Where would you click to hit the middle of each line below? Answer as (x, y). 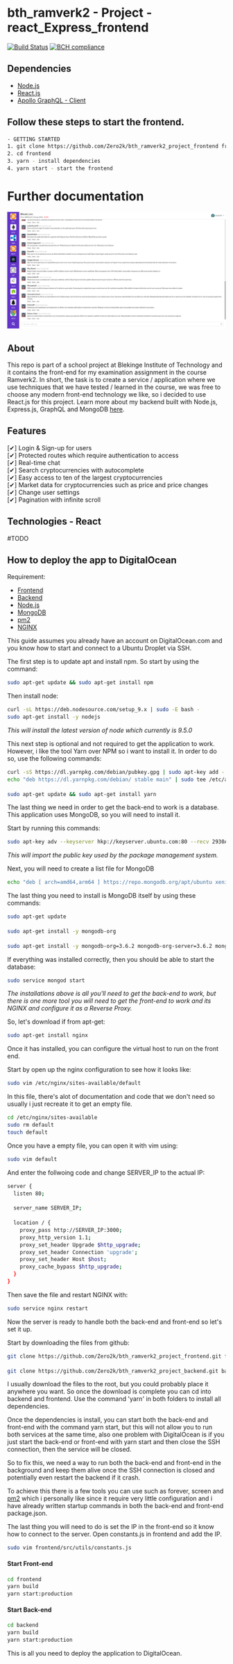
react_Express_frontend (78, 27)
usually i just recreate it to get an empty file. (70, 1104)
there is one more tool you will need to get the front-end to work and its (109, 1001)
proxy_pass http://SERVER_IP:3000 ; (71, 1230)
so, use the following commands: (54, 758)
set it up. (20, 1329)
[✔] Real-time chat (34, 462)
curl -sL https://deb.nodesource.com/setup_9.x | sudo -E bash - (103, 710)
